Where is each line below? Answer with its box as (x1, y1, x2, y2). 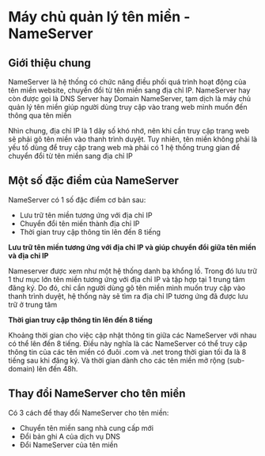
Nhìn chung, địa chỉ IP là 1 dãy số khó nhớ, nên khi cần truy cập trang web (8, 126, 250, 135)
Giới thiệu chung (8, 56, 91, 70)
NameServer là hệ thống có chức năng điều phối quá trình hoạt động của (8, 77, 247, 86)
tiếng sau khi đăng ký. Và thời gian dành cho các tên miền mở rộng (8, 356, 225, 365)
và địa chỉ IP (8, 251, 49, 260)
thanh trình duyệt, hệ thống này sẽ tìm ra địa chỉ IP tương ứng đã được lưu (8, 291, 248, 300)
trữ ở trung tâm (8, 300, 58, 309)
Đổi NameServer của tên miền (19, 439, 119, 450)
